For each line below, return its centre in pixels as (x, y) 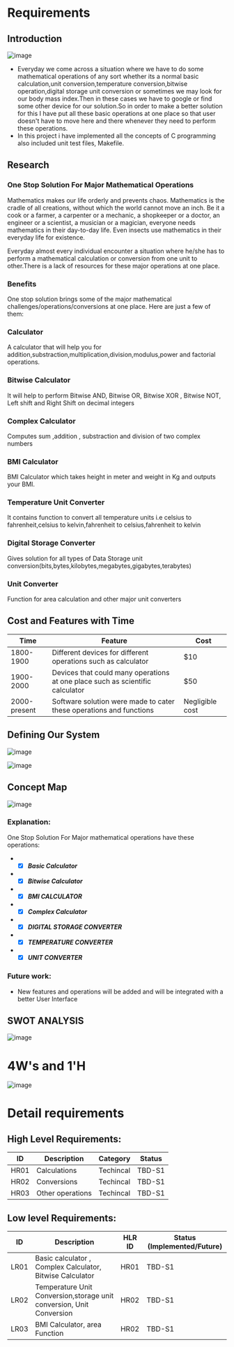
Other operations (64, 1193)
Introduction (35, 39)
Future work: (29, 976)
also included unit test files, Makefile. (70, 143)
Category (115, 1159)
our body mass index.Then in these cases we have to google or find (115, 99)
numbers (20, 443)
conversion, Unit (62, 1304)
